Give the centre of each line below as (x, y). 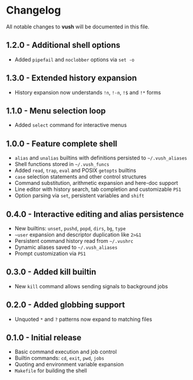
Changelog (34, 10)
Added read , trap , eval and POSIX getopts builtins (75, 170)
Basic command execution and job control (66, 352)
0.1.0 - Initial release (44, 338)
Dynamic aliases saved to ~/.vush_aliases (66, 247)
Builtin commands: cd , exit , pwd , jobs (59, 358)
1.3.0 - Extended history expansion (71, 78)
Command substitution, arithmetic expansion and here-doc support (96, 183)
